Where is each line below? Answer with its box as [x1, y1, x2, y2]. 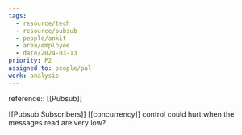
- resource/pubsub [15, 27, 78, 35]
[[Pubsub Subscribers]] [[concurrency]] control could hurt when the [8, 109, 235, 119]
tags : [8, 11, 27, 20]
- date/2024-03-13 [15, 49, 78, 57]
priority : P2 [8, 57, 52, 65]
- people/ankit [15, 34, 67, 43]
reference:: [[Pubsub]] [8, 93, 83, 103]
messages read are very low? [8, 117, 106, 127]
